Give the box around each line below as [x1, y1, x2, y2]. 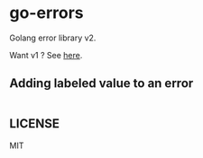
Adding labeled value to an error [9, 75, 194, 92]
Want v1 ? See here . [9, 49, 83, 60]
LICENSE [9, 116, 60, 132]
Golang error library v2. [9, 32, 97, 43]
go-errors [9, 3, 84, 23]
